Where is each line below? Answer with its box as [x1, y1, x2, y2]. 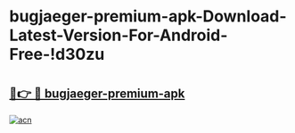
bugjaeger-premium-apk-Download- [9, 6, 287, 27]
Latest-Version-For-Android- [9, 25, 228, 46]
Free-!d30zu [9, 45, 105, 64]
